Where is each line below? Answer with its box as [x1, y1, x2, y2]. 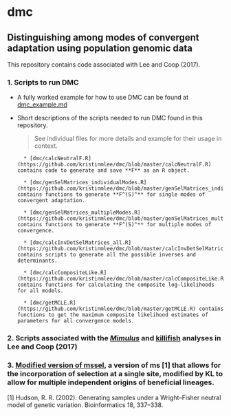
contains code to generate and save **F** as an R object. [16, 167, 190, 174]
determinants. [16, 257, 58, 265]
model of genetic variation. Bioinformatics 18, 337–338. [7, 400, 164, 409]
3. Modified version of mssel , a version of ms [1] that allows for [7, 360, 221, 370]
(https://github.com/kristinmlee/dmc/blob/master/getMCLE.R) [16, 305, 197, 313]
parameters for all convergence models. [16, 318, 135, 325]
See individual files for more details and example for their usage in [34, 135, 222, 143]
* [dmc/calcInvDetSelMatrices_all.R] [23, 239, 132, 246]
